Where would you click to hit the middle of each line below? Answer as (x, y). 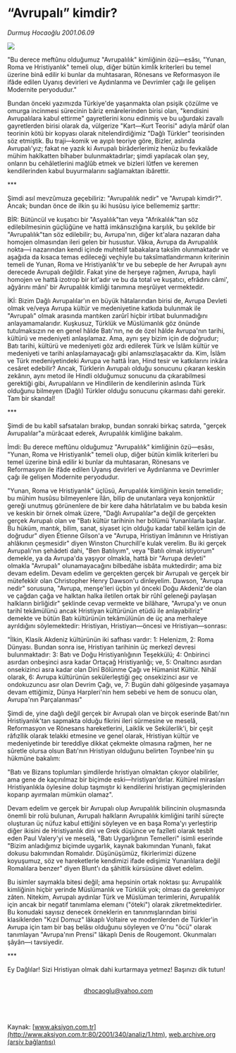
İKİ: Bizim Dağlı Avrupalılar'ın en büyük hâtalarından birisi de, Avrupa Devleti (117, 300)
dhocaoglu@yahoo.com (118, 990)
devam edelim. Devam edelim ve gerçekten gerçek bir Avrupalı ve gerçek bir (118, 573)
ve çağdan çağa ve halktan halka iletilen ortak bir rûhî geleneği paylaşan (112, 596)
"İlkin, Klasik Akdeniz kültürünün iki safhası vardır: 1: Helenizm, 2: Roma (111, 639)
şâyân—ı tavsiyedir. (36, 942)
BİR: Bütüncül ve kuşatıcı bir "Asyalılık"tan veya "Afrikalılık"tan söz (103, 219)
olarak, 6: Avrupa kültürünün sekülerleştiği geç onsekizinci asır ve (103, 677)
